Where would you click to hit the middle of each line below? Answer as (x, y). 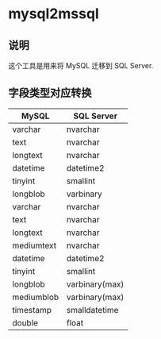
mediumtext (34, 245)
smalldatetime (92, 310)
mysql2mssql (54, 14)
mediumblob (36, 297)
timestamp (32, 310)
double (25, 322)
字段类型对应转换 (50, 93)
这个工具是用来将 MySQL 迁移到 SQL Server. (81, 65)
